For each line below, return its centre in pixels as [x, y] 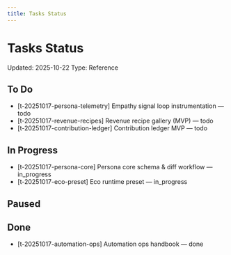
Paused [24, 204]
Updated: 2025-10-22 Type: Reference [63, 68]
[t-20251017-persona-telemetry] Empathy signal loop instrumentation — [121, 106]
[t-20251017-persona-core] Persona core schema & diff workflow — [115, 167]
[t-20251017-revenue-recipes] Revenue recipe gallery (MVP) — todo [115, 121]
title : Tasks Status [37, 14]
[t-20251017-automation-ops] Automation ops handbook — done [110, 244]
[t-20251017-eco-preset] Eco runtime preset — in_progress [102, 182]
